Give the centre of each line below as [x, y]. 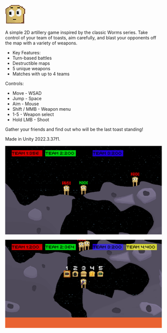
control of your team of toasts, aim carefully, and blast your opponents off [81, 38]
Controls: [14, 83]
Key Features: [26, 53]
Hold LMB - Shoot [31, 120]
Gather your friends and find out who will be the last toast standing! [74, 129]
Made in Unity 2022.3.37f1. [33, 139]
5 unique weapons [31, 69]
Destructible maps [31, 63]
